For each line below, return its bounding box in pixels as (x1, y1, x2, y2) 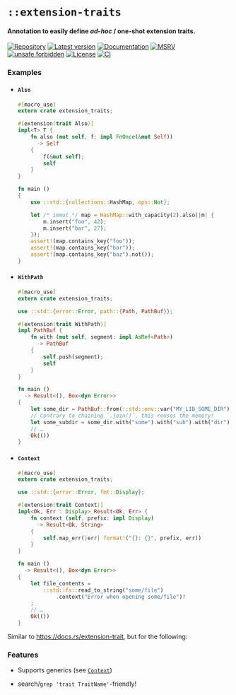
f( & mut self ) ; (43, 153, 85, 160)
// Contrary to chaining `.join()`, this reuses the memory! (30, 412, 214, 419)
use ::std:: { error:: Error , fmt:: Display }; (17, 489, 145, 496)
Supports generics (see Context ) (17, 666, 113, 674)
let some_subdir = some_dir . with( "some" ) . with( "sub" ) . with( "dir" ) (30, 419, 230, 426)
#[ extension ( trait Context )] (17, 501, 104, 509)
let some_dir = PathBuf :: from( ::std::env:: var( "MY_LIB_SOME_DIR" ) (30, 406, 230, 413)
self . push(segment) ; (43, 353, 104, 361)
